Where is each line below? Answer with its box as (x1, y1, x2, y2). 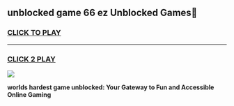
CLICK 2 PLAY (7, 54, 56, 63)
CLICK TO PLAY (7, 28, 61, 38)
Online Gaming (7, 90, 52, 98)
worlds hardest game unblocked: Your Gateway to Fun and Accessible (7, 83, 214, 91)
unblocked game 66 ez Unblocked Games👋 (7, 7, 198, 19)
